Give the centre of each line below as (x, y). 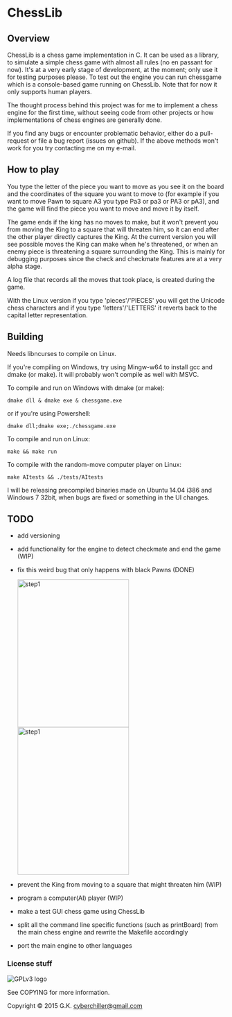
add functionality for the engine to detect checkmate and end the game (119, 549)
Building (25, 337)
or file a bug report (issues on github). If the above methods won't (125, 141)
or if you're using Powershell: (49, 413)
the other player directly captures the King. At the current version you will (112, 236)
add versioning (38, 536)
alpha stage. (25, 266)
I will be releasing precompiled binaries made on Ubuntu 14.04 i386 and (110, 490)
